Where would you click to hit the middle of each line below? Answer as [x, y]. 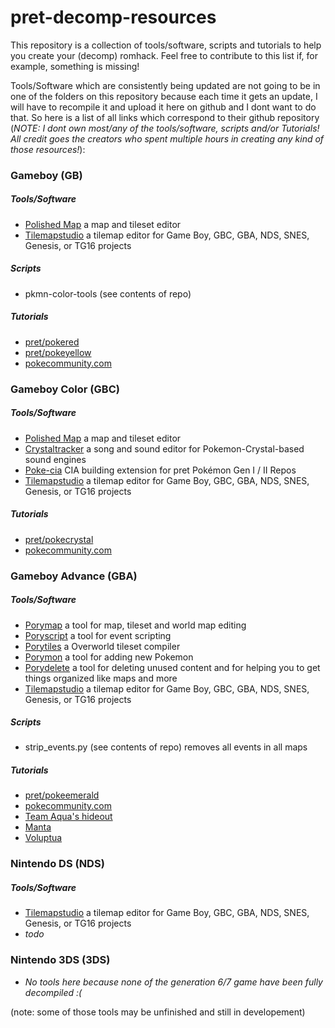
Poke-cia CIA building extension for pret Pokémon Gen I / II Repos [160, 470]
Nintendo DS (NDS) [57, 864]
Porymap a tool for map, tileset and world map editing [135, 625]
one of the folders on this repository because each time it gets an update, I [164, 96]
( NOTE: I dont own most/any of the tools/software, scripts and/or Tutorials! [165, 128]
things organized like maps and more [101, 678]
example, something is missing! [75, 66]
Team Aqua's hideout [68, 817]
